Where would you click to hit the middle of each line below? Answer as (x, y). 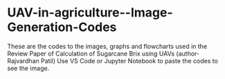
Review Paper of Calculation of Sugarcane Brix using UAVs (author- (103, 54)
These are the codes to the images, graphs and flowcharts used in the (107, 46)
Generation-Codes (62, 27)
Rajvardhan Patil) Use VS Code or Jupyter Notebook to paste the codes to (112, 60)
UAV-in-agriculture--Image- (90, 13)
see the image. (28, 68)
